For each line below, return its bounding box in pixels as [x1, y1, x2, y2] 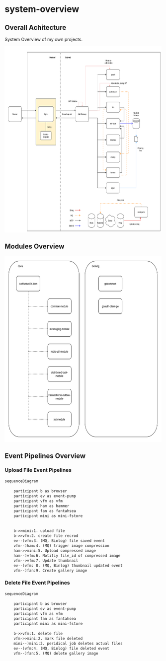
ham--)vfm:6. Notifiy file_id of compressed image [13, 553, 121, 558]
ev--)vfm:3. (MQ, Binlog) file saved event [13, 538, 105, 543]
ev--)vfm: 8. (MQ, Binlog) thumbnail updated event [13, 563, 123, 568]
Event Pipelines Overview [4, 452, 86, 460]
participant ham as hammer [13, 503, 70, 509]
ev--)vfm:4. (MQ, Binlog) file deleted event [13, 646, 110, 651]
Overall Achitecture [4, 23, 67, 32]
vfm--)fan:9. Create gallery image [13, 568, 87, 573]
